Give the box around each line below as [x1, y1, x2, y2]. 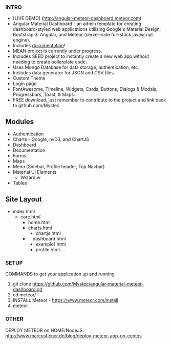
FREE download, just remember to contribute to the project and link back [12, 97, 166, 103]
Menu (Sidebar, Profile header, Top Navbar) [12, 164, 105, 170]
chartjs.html [35, 230, 61, 236]
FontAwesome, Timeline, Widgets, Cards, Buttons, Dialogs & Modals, [12, 86, 158, 92]
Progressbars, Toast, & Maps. [12, 91, 75, 98]
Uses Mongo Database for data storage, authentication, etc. [12, 64, 139, 70]
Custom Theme [12, 75, 46, 82]
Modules [5, 117, 34, 126]
